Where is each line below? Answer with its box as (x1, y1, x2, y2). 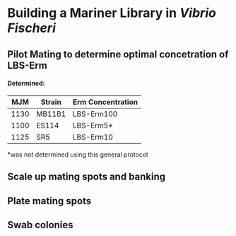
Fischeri (7, 20, 57, 36)
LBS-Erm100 (73, 108, 118, 118)
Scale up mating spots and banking (7, 171, 166, 183)
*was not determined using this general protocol (7, 150, 148, 159)
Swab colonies (7, 218, 73, 231)
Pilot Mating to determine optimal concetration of (7, 48, 229, 60)
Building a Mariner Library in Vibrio (7, 5, 217, 21)
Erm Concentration (73, 97, 138, 107)
